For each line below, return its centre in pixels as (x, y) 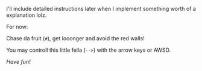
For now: (17, 27)
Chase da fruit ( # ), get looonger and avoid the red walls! (75, 38)
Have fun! (19, 62)
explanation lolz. (27, 15)
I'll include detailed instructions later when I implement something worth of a (101, 9)
